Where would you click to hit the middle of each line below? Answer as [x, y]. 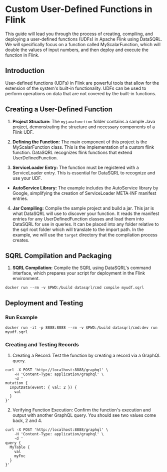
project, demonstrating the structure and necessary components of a [83, 127]
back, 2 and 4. [27, 421]
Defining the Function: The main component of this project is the [80, 142]
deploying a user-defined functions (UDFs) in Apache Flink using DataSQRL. [84, 39]
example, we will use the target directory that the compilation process [85, 234]
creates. [21, 240]
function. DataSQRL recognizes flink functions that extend [72, 152]
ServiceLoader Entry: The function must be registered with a [75, 167]
